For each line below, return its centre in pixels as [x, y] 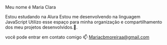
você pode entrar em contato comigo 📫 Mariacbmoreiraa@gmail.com [77, 37]
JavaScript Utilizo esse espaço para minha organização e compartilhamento [84, 22]
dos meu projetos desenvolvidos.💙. [41, 27]
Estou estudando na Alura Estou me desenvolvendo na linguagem [73, 17]
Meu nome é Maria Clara [30, 7]
